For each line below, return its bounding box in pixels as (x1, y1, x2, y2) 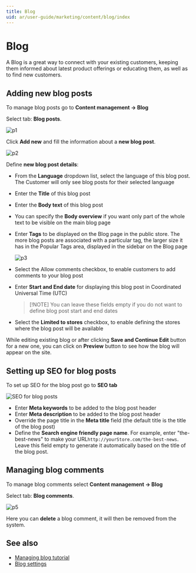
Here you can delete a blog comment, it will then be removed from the (6, 515, 177, 522)
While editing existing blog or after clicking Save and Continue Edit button (6, 337, 187, 344)
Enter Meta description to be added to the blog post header (14, 411, 161, 418)
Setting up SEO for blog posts (6, 366, 117, 376)
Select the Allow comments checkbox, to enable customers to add (14, 266, 175, 273)
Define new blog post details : (6, 161, 79, 168)
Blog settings (14, 560, 47, 567)
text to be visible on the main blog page (14, 219, 111, 226)
